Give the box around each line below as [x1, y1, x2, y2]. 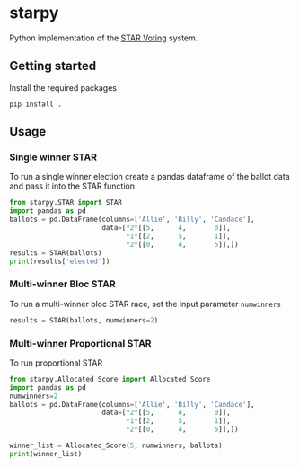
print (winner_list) [9, 449, 83, 458]
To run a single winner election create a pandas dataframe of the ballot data [9, 172, 290, 182]
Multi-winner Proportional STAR [9, 337, 152, 349]
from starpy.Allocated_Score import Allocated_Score [9, 374, 211, 383]
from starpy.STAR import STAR [9, 198, 123, 207]
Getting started [9, 58, 97, 74]
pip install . [9, 100, 63, 109]
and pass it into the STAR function [9, 181, 135, 191]
